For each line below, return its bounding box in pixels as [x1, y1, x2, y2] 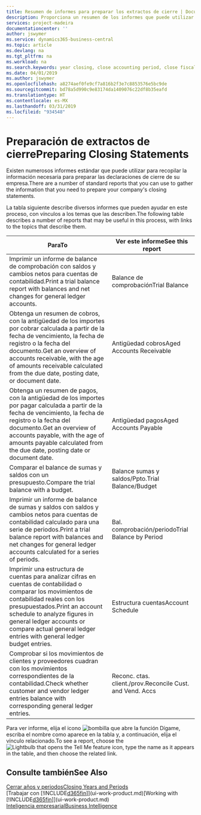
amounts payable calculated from [9, 439, 103, 447]
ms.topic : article [6, 42, 52, 48]
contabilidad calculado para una [9, 518, 100, 526]
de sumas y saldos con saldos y [9, 503, 99, 511]
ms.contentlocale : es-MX [6, 97, 68, 103]
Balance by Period [111, 533, 163, 541]
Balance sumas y [111, 467, 160, 475]
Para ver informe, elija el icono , [6, 725, 181, 732]
